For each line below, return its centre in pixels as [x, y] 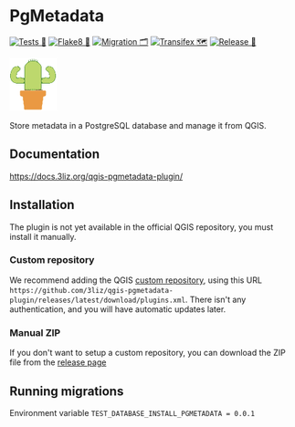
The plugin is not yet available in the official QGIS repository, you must [142, 227]
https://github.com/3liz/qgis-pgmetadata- [91, 290]
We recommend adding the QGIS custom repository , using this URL [136, 280]
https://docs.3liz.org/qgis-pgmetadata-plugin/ [96, 176]
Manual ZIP [35, 332]
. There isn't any [216, 299]
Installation [42, 205]
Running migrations [67, 391]
